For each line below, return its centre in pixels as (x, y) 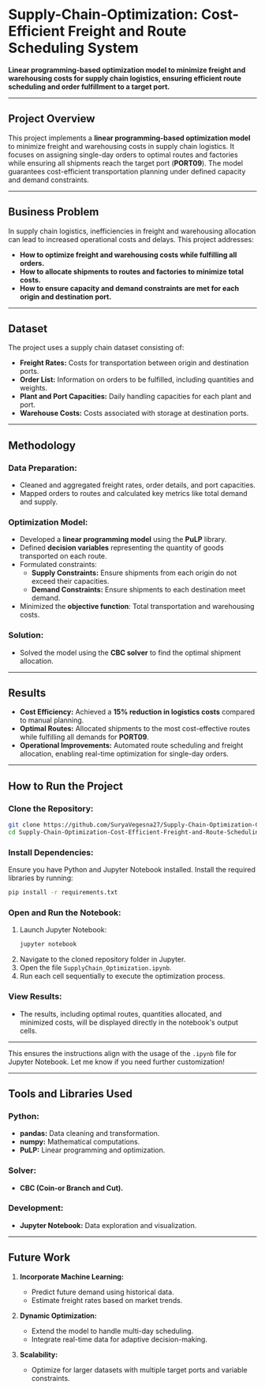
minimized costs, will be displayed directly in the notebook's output (129, 1022)
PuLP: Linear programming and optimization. (92, 1150)
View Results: (35, 997)
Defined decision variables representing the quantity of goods (121, 548)
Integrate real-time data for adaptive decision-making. (119, 1339)
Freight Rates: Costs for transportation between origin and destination (134, 363)
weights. (34, 388)
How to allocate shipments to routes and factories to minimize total (132, 271)
